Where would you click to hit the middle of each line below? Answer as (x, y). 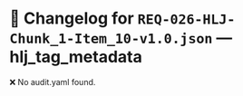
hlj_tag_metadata (76, 57)
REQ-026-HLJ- (186, 19)
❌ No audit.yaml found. (53, 82)
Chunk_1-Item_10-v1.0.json (111, 39)
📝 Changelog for (72, 19)
